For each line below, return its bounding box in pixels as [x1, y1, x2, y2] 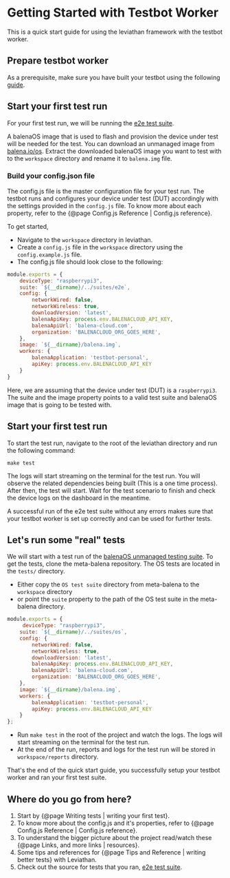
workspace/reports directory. [16, 753, 99, 761]
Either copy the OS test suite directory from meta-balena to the [16, 580, 200, 589]
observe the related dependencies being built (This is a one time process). [7, 479, 218, 487]
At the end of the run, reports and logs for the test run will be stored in [16, 746, 216, 754]
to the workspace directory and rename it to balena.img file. [7, 154, 173, 163]
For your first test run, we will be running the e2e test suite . [7, 119, 174, 127]
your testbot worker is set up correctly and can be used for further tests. [7, 514, 213, 522]
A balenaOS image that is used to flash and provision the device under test [7, 132, 218, 141]
